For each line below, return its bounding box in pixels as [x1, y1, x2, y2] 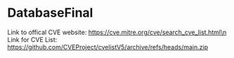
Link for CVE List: [7, 35, 58, 43]
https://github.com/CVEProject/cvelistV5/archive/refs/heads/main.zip [7, 43, 209, 51]
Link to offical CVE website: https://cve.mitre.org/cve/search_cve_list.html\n [7, 28, 227, 36]
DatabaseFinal [7, 5, 93, 21]
